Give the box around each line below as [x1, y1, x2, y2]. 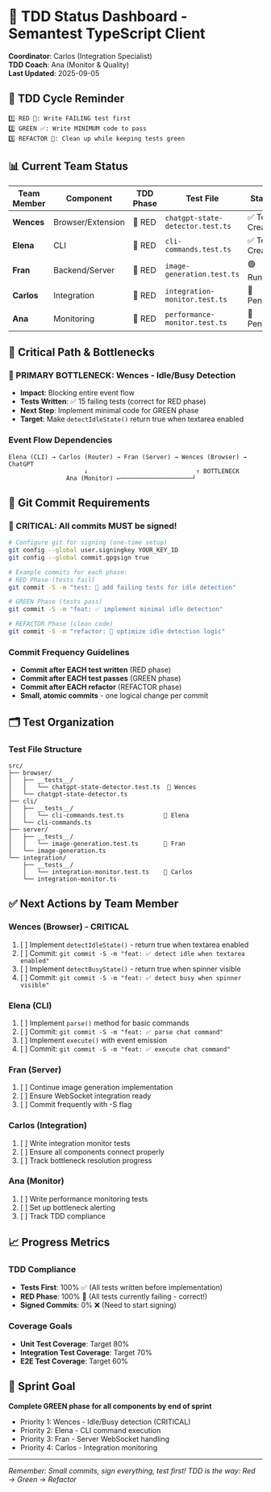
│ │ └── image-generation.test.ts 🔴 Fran [8, 839, 186, 847]
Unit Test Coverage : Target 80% [19, 1338, 130, 1349]
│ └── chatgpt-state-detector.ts [8, 790, 128, 798]
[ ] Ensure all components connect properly [19, 1147, 165, 1156]
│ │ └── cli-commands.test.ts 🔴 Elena [8, 811, 190, 819]
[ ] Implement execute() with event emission [19, 1035, 168, 1045]
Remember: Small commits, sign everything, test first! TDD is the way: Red [8, 1465, 256, 1475]
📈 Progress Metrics [8, 1236, 110, 1249]
